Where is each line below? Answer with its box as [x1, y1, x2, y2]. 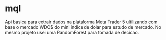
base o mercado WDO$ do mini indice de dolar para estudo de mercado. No [5, 24, 162, 30]
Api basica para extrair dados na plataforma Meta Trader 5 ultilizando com [5, 19, 158, 25]
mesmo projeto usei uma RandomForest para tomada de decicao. [5, 29, 139, 35]
